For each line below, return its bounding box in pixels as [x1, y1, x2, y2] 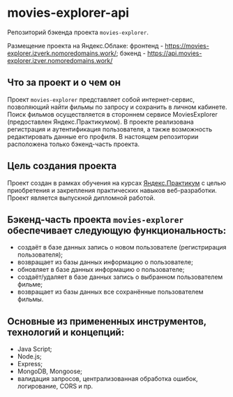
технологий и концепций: [7, 326, 125, 338]
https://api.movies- [147, 49, 202, 57]
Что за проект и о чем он [7, 77, 121, 89]
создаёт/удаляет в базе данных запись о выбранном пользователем [17, 273, 223, 281]
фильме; [17, 280, 43, 289]
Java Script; [17, 345, 52, 354]
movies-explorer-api [7, 5, 130, 21]
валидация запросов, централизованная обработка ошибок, [17, 375, 198, 383]
